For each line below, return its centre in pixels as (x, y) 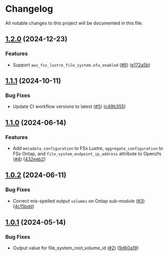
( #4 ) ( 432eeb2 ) (29, 159)
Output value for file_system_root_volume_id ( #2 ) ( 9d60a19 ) (76, 248)
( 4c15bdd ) (24, 206)
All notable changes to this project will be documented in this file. (74, 23)
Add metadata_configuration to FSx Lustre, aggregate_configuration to (88, 148)
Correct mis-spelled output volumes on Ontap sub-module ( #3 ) (79, 201)
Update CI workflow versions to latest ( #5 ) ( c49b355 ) (69, 107)
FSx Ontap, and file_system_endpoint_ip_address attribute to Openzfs (87, 154)
